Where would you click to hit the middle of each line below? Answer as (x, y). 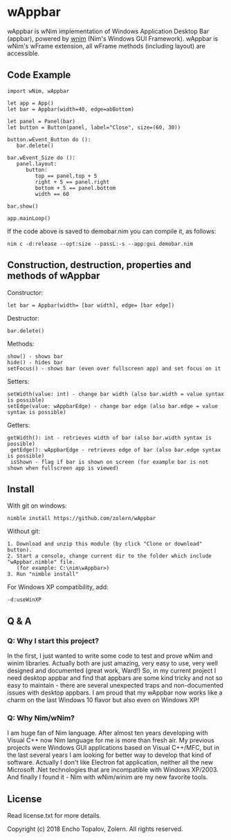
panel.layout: (37, 163)
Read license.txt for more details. (54, 816)
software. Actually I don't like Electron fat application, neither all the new (110, 762)
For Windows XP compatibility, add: (58, 587)
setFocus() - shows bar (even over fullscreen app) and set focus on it (114, 368)
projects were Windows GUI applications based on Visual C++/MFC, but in (113, 748)
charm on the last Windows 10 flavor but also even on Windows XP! (103, 700)
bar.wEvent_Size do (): (41, 158)
